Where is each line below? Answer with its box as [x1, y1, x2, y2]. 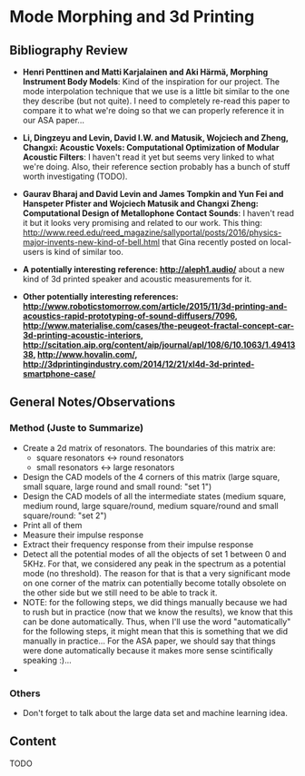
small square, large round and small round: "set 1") [22, 481, 212, 492]
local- [270, 237, 292, 247]
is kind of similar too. [45, 247, 124, 257]
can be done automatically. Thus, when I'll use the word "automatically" [22, 615, 291, 627]
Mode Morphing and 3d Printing [9, 6, 255, 27]
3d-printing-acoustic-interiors [22, 329, 142, 340]
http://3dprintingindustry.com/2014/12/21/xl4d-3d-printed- [22, 359, 255, 369]
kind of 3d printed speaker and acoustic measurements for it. [22, 274, 252, 284]
